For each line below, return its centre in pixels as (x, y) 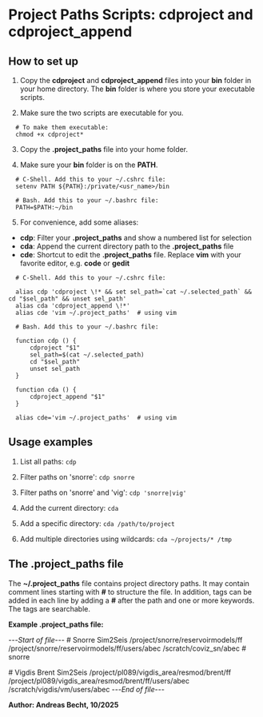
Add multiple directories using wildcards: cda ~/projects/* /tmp (126, 539)
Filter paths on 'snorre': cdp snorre (77, 476)
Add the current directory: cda (69, 508)
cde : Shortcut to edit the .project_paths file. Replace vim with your (130, 255)
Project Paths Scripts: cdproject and (131, 15)
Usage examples (51, 442)
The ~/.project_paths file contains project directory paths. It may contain (129, 583)
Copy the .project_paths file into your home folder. (104, 149)
